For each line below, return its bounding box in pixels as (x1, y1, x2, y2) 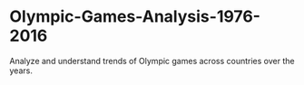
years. (9, 65, 34, 76)
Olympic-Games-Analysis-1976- (9, 6, 261, 27)
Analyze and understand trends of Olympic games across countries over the (9, 55, 295, 66)
